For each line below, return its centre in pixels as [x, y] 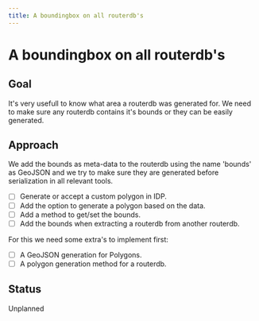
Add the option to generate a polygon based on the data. [112, 205]
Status [25, 290]
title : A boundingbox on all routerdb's [76, 15]
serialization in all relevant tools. [61, 181]
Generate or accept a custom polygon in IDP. [93, 196]
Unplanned [26, 308]
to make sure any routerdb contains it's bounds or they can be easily [120, 111]
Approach [33, 145]
